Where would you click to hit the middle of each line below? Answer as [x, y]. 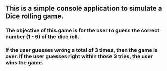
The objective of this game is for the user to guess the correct [82, 31]
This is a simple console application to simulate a [84, 8]
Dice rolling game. [35, 16]
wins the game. [24, 63]
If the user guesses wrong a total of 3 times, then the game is [81, 50]
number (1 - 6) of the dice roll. [42, 37]
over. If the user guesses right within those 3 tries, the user [79, 56]
